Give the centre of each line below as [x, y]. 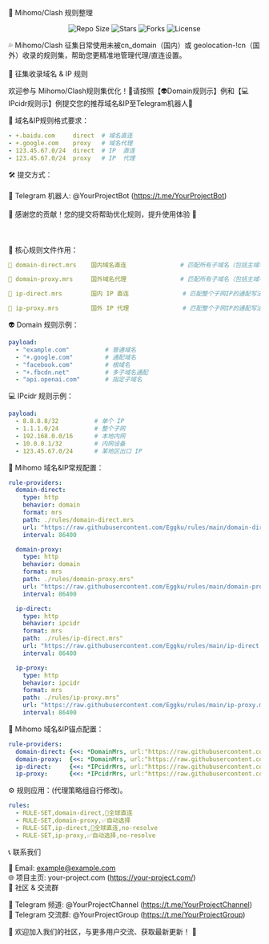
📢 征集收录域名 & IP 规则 [48, 74]
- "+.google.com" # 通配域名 [76, 357]
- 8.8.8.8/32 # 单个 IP [70, 421]
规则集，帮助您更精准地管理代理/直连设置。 [114, 55]
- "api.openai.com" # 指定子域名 [79, 380]
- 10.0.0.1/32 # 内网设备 [70, 444]
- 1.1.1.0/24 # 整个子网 [70, 429]
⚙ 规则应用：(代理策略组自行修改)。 [68, 791]
